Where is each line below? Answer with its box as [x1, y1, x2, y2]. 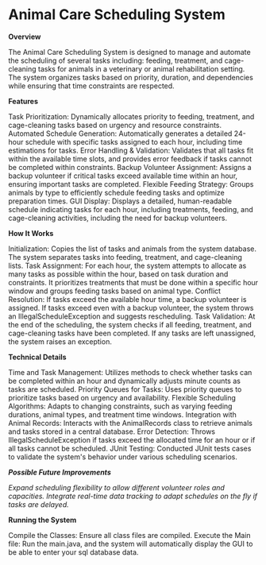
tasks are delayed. [8, 499, 69, 509]
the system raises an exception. [8, 336, 113, 346]
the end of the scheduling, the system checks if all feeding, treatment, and [8, 319, 252, 329]
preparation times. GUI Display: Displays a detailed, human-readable [8, 196, 233, 206]
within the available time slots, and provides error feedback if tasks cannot [8, 153, 253, 164]
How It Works [8, 228, 54, 238]
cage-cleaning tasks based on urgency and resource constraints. [8, 120, 222, 130]
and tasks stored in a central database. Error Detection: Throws [8, 427, 216, 436]
